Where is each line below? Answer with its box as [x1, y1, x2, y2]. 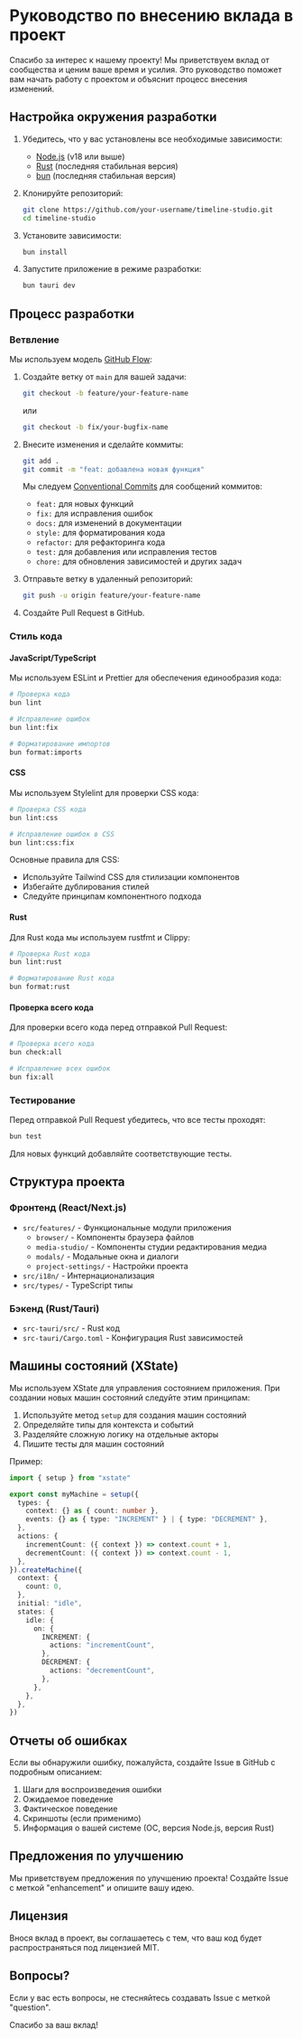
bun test [9, 1132, 42, 1141]
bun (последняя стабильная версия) [35, 170, 177, 181]
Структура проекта [9, 1174, 125, 1190]
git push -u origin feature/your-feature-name [22, 591, 201, 601]
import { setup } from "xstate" [9, 1473, 131, 1482]
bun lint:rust [9, 958, 63, 967]
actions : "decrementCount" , [49, 1666, 155, 1676]
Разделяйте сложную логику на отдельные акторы [22, 1428, 219, 1439]
